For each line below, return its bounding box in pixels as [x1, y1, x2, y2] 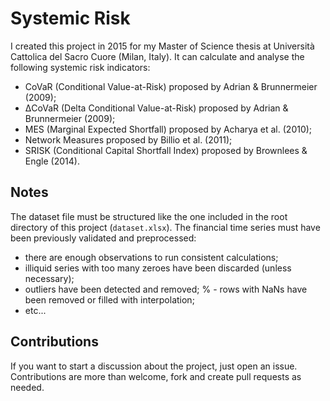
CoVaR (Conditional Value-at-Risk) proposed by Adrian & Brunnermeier [24, 80, 318, 92]
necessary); [24, 272, 75, 284]
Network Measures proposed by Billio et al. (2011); [24, 133, 233, 146]
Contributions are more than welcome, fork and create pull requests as [10, 370, 302, 382]
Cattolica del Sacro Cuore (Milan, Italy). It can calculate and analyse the [10, 50, 305, 62]
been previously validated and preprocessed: [10, 232, 197, 244]
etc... [24, 304, 47, 316]
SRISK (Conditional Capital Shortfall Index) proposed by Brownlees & [24, 144, 308, 156]
